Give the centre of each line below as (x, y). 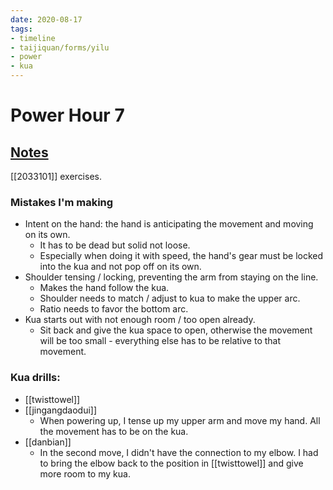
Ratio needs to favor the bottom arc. (114, 309)
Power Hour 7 (67, 115)
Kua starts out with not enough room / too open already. (140, 320)
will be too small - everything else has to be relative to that (160, 341)
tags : (21, 29)
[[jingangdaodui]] (61, 410)
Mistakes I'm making (62, 202)
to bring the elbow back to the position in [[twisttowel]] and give (171, 463)
